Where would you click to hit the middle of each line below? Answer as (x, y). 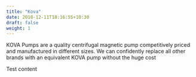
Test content (22, 69)
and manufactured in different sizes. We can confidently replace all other (96, 52)
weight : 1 (19, 28)
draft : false (22, 23)
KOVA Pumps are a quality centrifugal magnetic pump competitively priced (98, 45)
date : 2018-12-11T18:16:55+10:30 (48, 17)
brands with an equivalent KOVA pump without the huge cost (81, 57)
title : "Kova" (24, 12)
